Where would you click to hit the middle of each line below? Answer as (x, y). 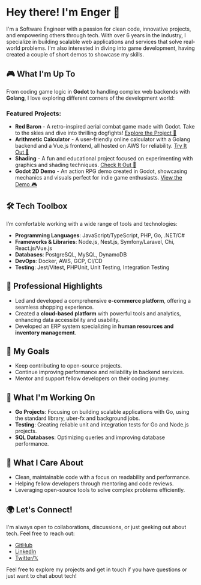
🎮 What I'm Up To (41, 74)
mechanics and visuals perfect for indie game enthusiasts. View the (98, 178)
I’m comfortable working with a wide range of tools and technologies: (92, 223)
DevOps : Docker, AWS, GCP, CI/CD (59, 261)
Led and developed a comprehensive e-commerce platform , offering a (103, 300)
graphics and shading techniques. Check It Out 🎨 (76, 165)
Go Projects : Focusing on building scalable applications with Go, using (102, 412)
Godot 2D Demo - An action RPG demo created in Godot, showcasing (101, 171)
